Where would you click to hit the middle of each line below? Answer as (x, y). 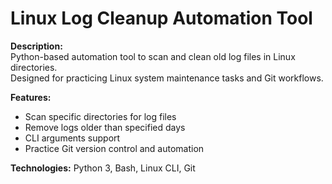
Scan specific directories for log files (100, 116)
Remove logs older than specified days (105, 127)
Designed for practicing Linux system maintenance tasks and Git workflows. (167, 78)
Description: (36, 46)
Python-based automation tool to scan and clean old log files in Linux (153, 56)
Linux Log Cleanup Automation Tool (161, 18)
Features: (31, 97)
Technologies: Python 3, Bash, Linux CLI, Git (103, 168)
